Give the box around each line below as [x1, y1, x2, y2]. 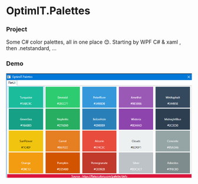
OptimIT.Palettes [6, 4, 91, 18]
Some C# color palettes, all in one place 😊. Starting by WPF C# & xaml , [6, 38, 181, 45]
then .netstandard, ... [6, 45, 57, 52]
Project [6, 25, 28, 34]
